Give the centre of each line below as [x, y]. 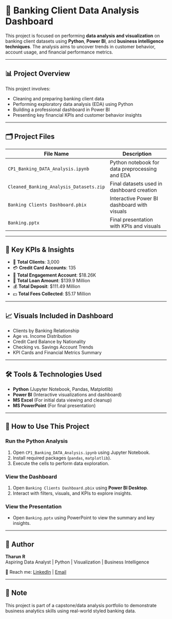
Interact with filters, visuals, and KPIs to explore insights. [72, 493]
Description [137, 154]
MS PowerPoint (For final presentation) [54, 405]
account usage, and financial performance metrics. [59, 52]
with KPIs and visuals [135, 226]
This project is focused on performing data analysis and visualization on [83, 35]
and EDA [120, 175]
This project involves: [28, 88]
